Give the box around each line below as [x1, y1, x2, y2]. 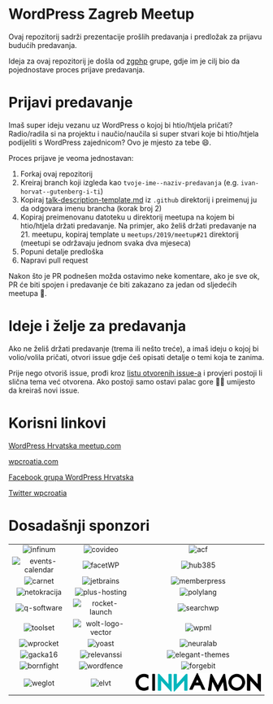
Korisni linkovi [8, 414, 106, 432]
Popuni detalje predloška [19, 246, 104, 256]
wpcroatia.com [8, 456, 58, 466]
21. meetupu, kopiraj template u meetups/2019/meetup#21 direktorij [19, 229, 240, 239]
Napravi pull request [19, 255, 89, 265]
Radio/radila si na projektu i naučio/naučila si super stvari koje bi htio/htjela [8, 128, 259, 138]
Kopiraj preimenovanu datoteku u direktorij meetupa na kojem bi [19, 212, 235, 222]
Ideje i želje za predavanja [8, 317, 187, 336]
